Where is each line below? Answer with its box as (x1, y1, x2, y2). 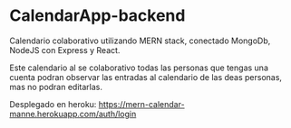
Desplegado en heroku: (9, 98, 97, 109)
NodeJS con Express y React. (9, 44, 121, 55)
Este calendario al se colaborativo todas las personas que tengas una (9, 62, 269, 73)
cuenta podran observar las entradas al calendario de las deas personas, (9, 71, 283, 82)
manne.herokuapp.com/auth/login (9, 108, 137, 119)
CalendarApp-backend (9, 5, 186, 26)
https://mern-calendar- (98, 98, 185, 109)
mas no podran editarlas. (9, 81, 102, 92)
